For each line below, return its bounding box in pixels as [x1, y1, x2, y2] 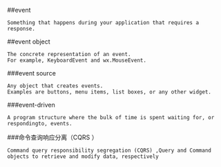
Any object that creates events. [7, 82, 104, 89]
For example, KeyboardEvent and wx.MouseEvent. [7, 57, 147, 64]
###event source [7, 69, 57, 77]
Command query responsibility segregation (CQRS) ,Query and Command [7, 147, 212, 154]
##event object [7, 37, 50, 46]
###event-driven [7, 100, 55, 109]
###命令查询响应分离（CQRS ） [7, 133, 98, 141]
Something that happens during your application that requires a [7, 19, 199, 26]
